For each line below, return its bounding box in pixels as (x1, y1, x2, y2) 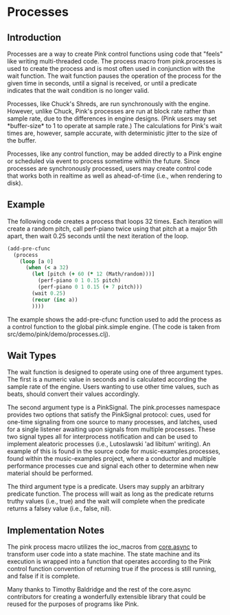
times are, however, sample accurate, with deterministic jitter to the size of (7, 129, 218, 137)
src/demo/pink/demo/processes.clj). (7, 330, 111, 338)
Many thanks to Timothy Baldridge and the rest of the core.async (7, 585, 191, 594)
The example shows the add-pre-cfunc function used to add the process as (7, 315, 222, 324)
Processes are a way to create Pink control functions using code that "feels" (7, 50, 223, 58)
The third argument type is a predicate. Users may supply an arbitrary (7, 483, 205, 491)
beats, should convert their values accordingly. (7, 390, 140, 398)
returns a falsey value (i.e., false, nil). (7, 504, 112, 513)
